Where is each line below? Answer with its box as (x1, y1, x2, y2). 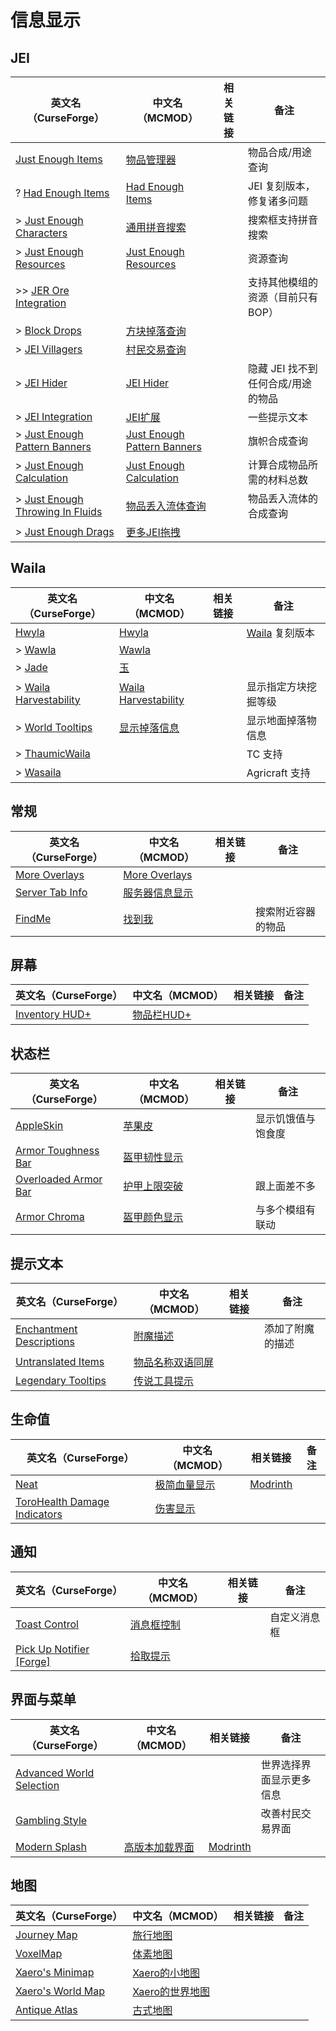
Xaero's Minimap (15, 1966, 95, 1980)
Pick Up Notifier (15, 1642, 90, 1656)
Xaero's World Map (15, 1984, 105, 1998)
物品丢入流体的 (248, 492, 319, 505)
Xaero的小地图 (132, 1966, 201, 1980)
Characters (15, 226, 68, 240)
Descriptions (15, 1335, 75, 1349)
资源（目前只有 (248, 291, 319, 304)
